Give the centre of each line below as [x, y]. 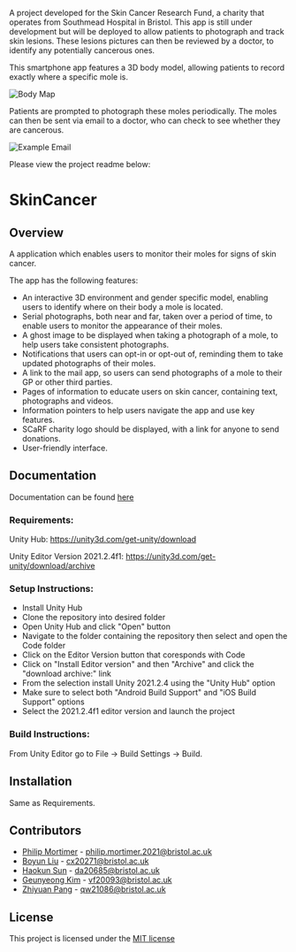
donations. [41, 438]
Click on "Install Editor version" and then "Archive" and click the [138, 664]
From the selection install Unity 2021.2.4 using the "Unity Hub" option [148, 683]
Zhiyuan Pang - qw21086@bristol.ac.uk [94, 889]
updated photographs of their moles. [89, 363]
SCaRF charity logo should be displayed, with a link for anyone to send [151, 429]
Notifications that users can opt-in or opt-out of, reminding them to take [152, 354]
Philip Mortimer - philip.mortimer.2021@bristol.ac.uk [117, 852]
